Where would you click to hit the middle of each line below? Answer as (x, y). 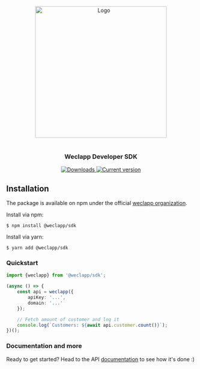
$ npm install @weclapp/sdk (41, 226)
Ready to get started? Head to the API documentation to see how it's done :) (101, 359)
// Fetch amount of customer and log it (68, 319)
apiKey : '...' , (47, 297)
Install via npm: (25, 215)
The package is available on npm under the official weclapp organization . (97, 203)
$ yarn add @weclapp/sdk (37, 248)
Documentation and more (44, 346)
